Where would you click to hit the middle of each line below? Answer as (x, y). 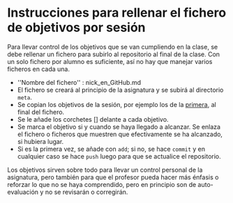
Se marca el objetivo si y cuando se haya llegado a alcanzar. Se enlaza (119, 127)
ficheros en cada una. (38, 69)
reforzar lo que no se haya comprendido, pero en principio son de (102, 184)
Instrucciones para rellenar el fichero (117, 13)
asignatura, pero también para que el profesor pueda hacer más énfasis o (113, 177)
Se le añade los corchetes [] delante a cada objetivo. (93, 119)
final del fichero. (41, 112)
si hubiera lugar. (40, 141)
